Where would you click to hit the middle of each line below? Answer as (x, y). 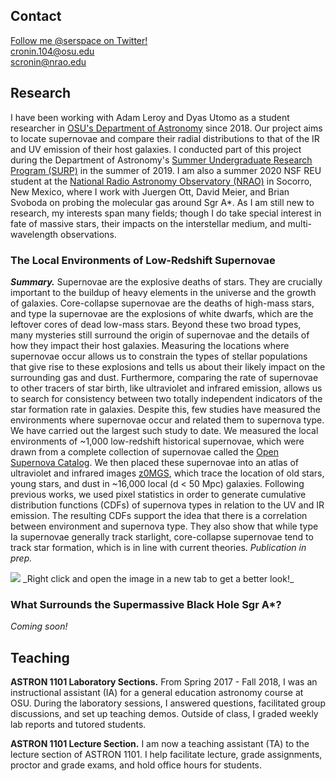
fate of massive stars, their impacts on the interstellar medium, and (148, 223)
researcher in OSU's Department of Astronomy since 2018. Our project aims (166, 128)
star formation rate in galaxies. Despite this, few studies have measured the (165, 409)
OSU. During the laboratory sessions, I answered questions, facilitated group (168, 703)
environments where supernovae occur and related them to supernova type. (167, 420)
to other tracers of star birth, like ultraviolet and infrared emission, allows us (166, 388)
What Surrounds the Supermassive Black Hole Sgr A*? (146, 604)
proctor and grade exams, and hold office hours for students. (136, 765)
